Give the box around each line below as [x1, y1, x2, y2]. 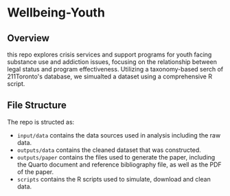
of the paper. [16, 167, 54, 176]
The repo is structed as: [7, 118, 75, 126]
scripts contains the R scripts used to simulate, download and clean [16, 175, 211, 183]
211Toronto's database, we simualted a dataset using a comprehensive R [7, 72, 213, 80]
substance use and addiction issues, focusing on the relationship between [7, 58, 218, 66]
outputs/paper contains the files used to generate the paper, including [16, 153, 216, 161]
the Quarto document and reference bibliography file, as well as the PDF [16, 160, 222, 168]
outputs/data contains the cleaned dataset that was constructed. [16, 146, 201, 154]
